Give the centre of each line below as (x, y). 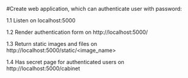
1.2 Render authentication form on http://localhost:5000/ (77, 32)
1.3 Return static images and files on (52, 44)
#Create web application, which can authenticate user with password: (94, 9)
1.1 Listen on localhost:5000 (41, 20)
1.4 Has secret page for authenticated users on (65, 62)
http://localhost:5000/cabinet (43, 68)
